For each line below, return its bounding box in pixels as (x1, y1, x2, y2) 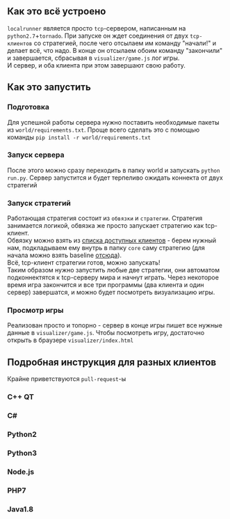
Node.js (7, 467, 35, 477)
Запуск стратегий (7, 198, 72, 208)
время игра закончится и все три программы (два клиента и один (7, 281, 204, 289)
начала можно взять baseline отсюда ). (7, 251, 122, 260)
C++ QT (7, 392, 35, 402)
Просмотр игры (7, 306, 64, 316)
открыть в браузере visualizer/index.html (7, 336, 134, 344)
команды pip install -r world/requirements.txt (7, 132, 151, 141)
